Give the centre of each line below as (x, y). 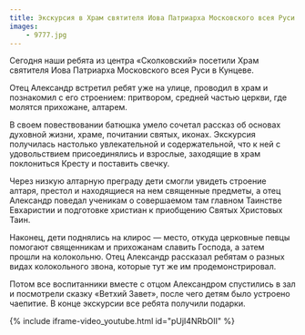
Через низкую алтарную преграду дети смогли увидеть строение (138, 181)
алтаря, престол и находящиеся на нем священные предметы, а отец (145, 191)
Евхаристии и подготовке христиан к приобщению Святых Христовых (146, 210)
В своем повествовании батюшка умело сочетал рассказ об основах (145, 125)
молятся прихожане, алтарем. (68, 107)
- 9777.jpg (46, 35)
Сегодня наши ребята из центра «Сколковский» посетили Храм (134, 61)
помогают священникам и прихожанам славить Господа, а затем (137, 248)
